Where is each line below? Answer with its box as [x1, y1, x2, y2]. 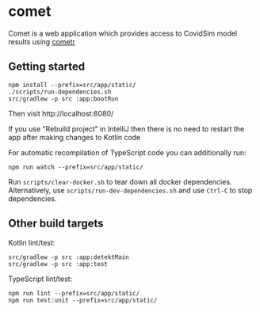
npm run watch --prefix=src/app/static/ [8, 163, 144, 171]
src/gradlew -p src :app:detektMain [8, 253, 129, 261]
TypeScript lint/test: [8, 274, 73, 283]
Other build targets [8, 217, 105, 230]
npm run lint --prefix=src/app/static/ [8, 289, 140, 297]
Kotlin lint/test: [8, 238, 55, 247]
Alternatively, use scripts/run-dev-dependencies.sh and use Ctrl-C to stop [8, 185, 253, 195]
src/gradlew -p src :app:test [8, 260, 109, 268]
